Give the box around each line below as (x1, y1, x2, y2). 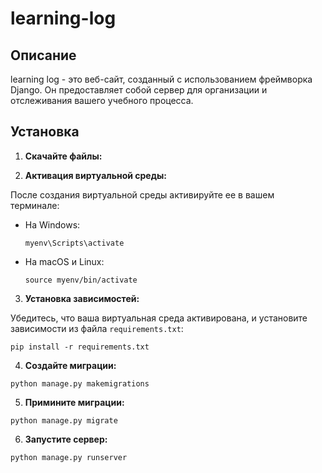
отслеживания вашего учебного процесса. (10, 95, 194, 106)
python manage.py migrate (10, 415, 118, 426)
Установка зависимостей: (24, 292, 140, 304)
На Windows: (24, 218, 81, 231)
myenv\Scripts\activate (24, 238, 125, 248)
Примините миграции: (24, 396, 125, 408)
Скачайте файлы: (24, 150, 103, 162)
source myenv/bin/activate (24, 275, 138, 285)
